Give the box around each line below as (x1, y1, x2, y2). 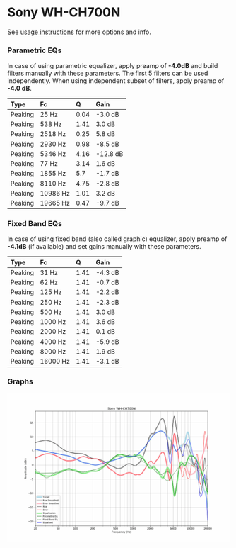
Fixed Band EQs (7, 218, 62, 228)
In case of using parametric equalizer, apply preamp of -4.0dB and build (7, 62, 218, 70)
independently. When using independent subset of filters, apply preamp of (7, 77, 225, 85)
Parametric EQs (7, 45, 62, 55)
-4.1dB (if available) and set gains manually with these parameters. (7, 242, 201, 251)
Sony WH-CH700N (7, 4, 121, 21)
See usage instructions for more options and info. (7, 28, 152, 36)
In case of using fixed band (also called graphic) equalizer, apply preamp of (7, 235, 228, 243)
